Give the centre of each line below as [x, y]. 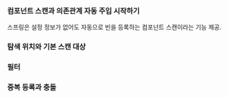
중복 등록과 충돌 [32, 88]
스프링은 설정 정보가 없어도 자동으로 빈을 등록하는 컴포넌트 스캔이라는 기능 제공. [114, 27]
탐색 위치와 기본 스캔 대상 [47, 47]
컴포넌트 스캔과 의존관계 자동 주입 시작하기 [73, 10]
